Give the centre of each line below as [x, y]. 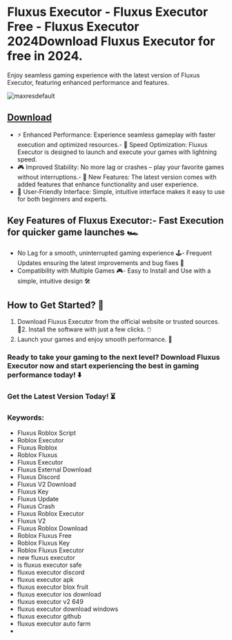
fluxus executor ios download [59, 594]
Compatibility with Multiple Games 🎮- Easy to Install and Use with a [114, 271]
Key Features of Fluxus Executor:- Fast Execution [116, 221]
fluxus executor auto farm [54, 623]
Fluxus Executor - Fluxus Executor [108, 12]
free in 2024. [45, 56]
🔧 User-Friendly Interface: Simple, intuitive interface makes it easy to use [121, 191]
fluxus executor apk [45, 579]
